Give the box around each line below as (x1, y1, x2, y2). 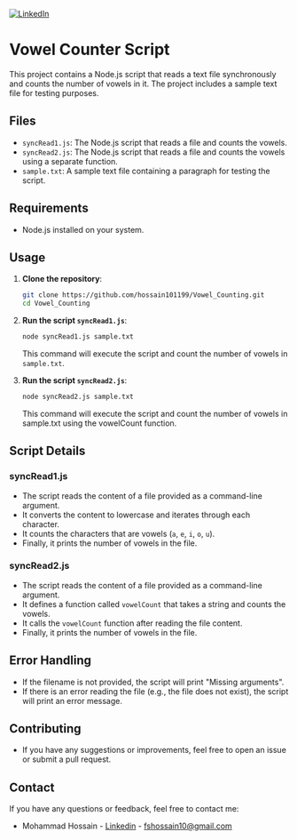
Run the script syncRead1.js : (21, 316, 128, 326)
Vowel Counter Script (9, 40, 170, 60)
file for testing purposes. (9, 87, 99, 98)
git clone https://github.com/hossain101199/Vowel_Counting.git (21, 291, 265, 300)
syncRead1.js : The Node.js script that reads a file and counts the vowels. (21, 137, 288, 148)
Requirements (9, 201, 89, 216)
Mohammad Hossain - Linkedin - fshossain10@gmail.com (21, 820, 232, 831)
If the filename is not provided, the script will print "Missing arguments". (21, 676, 285, 687)
